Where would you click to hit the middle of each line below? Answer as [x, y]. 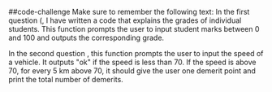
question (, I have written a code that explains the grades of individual [125, 20]
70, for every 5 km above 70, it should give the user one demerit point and [132, 71]
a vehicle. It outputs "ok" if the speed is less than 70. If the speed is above [132, 62]
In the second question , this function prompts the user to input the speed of [136, 53]
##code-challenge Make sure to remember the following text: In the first [129, 12]
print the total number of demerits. [66, 79]
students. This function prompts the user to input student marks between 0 [134, 29]
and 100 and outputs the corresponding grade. [86, 37]
